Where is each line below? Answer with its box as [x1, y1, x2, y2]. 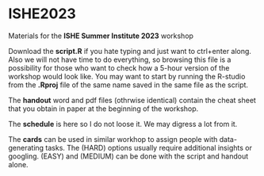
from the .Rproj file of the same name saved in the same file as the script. [8, 80, 248, 90]
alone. [8, 159, 29, 169]
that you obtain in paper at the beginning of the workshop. [8, 104, 199, 113]
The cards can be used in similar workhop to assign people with [8, 134, 218, 143]
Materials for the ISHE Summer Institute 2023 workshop [8, 31, 194, 40]
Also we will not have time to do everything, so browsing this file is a [8, 55, 231, 64]
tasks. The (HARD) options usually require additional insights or [45, 143, 252, 152]
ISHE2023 [8, 5, 77, 23]
